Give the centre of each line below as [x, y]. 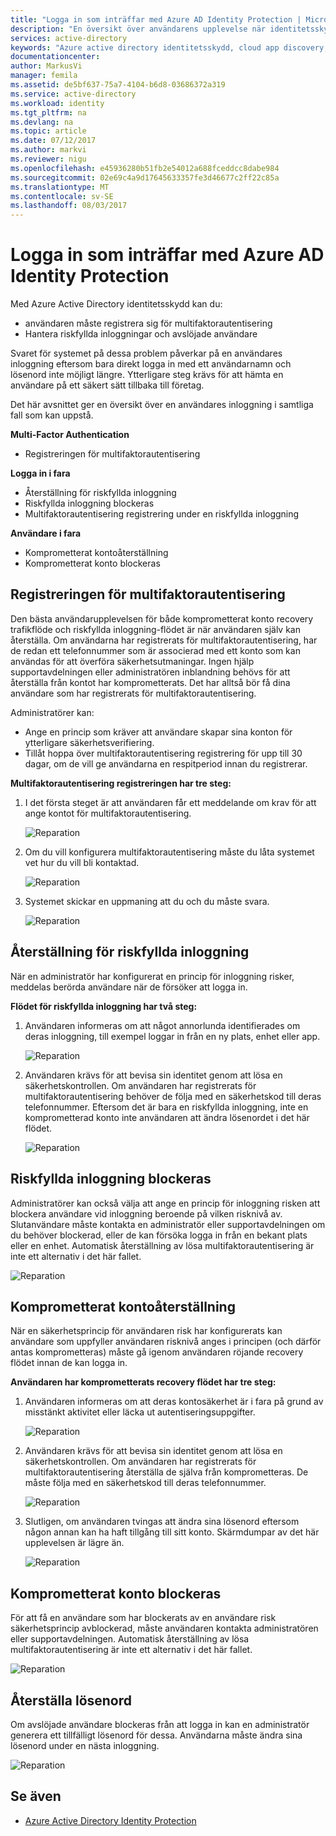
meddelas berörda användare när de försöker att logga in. [129, 987]
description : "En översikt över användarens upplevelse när [138, 29]
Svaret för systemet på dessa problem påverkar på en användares [146, 353]
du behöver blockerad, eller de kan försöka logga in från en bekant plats [159, 1235]
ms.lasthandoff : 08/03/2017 [69, 206]
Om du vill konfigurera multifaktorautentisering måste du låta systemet [169, 852]
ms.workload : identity [57, 103]
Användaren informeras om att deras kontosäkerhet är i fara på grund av [174, 1402]
